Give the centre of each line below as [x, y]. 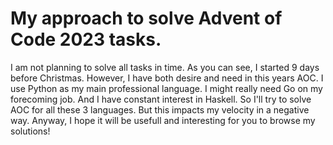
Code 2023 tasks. [86, 39]
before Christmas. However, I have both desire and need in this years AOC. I [167, 78]
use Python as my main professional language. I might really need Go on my [166, 88]
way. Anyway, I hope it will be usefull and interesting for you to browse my [163, 120]
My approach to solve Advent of [146, 18]
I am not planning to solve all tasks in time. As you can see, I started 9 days [165, 67]
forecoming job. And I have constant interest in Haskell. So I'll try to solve [161, 99]
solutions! [30, 131]
